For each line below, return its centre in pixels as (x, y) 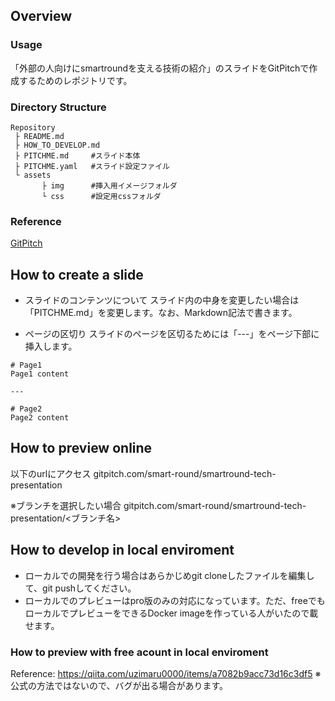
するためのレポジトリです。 (75, 80)
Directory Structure (58, 107)
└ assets (33, 175)
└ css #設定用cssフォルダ (101, 196)
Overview (41, 16)
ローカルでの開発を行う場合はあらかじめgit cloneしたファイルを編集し (169, 575)
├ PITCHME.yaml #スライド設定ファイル (92, 166)
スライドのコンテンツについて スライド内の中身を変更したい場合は (162, 300)
